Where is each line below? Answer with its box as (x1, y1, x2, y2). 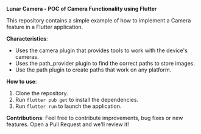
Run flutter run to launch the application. (15, 102, 122, 110)
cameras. (15, 53, 39, 60)
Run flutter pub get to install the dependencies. (15, 96, 139, 103)
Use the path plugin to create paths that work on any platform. (15, 66, 172, 73)
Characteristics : (6, 35, 48, 42)
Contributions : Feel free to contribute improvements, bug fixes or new (6, 115, 183, 121)
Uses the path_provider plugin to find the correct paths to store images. (15, 60, 195, 67)
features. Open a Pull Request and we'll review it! (6, 121, 129, 128)
